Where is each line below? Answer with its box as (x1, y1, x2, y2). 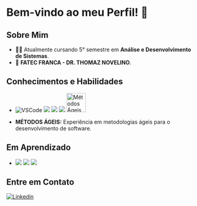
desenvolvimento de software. (15, 124, 91, 132)
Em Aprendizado (6, 143, 71, 153)
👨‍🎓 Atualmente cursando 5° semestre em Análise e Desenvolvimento (15, 46, 192, 53)
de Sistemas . (15, 52, 49, 60)
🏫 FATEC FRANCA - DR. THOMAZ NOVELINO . (15, 59, 132, 66)
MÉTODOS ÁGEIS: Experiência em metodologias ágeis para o (15, 118, 171, 126)
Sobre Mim (6, 30, 49, 40)
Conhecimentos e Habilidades (6, 76, 123, 87)
